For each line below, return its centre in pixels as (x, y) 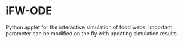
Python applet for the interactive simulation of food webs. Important (89, 27)
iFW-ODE (29, 11)
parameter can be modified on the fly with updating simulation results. (92, 33)
